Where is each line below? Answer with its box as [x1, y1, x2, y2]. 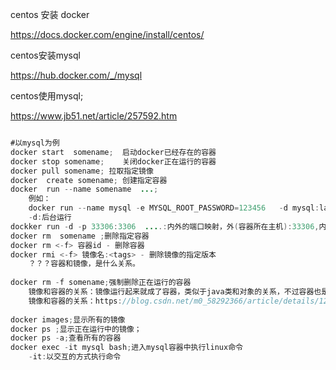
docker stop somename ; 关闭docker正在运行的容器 [10, 156, 217, 167]
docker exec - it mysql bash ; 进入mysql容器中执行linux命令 [10, 343, 243, 353]
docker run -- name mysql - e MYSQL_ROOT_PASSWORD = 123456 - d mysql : [28, 203, 320, 213]
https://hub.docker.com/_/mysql [10, 69, 143, 81]
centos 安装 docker [10, 9, 90, 20]
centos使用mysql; [10, 90, 84, 102]
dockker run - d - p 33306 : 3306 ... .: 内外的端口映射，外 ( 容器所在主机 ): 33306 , [10, 221, 320, 232]
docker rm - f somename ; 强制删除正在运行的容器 [10, 278, 192, 288]
